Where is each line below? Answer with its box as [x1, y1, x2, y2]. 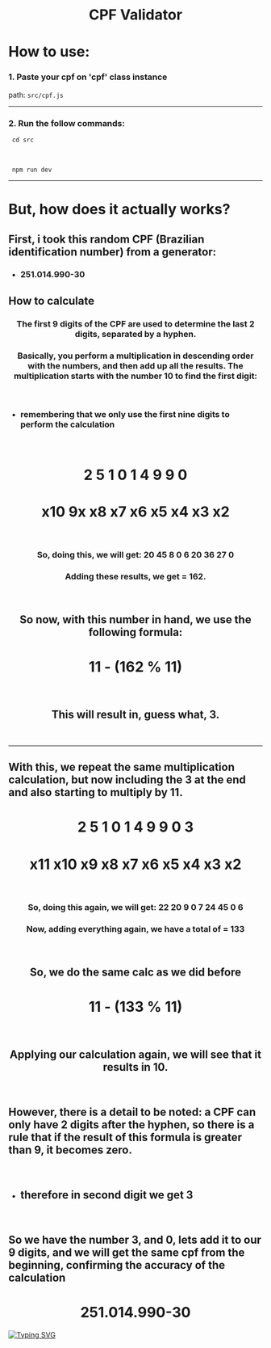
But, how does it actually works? [8, 200, 231, 219]
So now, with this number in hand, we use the [19, 613, 252, 627]
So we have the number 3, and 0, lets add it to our [8, 1232, 262, 1246]
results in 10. [102, 1060, 169, 1074]
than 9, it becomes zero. [8, 1144, 133, 1157]
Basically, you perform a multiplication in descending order [17, 350, 254, 361]
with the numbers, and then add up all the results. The [27, 360, 244, 371]
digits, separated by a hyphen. [74, 328, 197, 339]
